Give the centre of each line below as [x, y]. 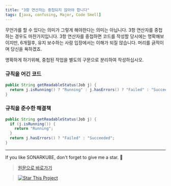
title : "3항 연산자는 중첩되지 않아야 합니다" [48, 10]
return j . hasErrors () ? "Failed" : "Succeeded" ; [62, 138]
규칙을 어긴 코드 [23, 74]
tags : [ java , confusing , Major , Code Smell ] [53, 15]
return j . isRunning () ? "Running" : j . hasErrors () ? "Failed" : [79, 89]
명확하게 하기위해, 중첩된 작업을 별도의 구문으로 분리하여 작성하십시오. [75, 59]
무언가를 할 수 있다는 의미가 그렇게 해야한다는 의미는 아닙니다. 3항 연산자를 [79, 30]
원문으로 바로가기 [35, 168]
